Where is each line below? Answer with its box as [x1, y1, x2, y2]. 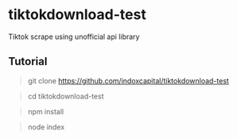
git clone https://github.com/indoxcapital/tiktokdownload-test [27, 75, 229, 85]
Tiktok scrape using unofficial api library [8, 32, 140, 41]
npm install [27, 106, 64, 116]
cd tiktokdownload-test [27, 91, 104, 101]
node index [27, 122, 65, 132]
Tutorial [8, 55, 48, 68]
